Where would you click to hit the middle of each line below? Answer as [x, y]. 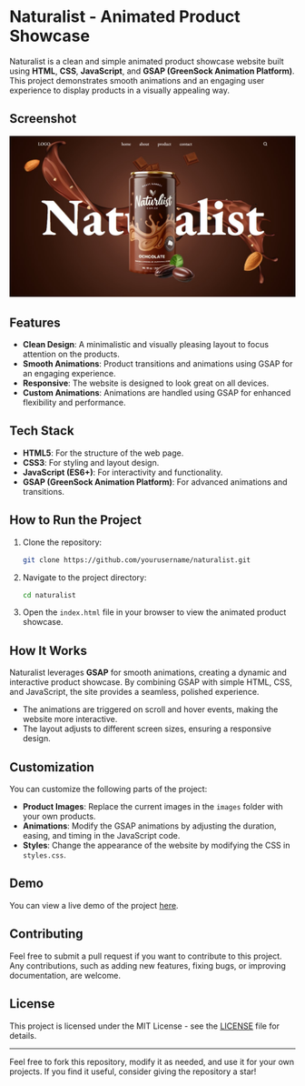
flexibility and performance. [74, 403]
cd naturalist [49, 595]
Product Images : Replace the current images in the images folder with [152, 807]
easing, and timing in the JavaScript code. [101, 836]
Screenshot [43, 119]
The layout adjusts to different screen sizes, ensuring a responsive [147, 729]
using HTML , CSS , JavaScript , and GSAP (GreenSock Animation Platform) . [152, 71]
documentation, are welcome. [65, 975]
